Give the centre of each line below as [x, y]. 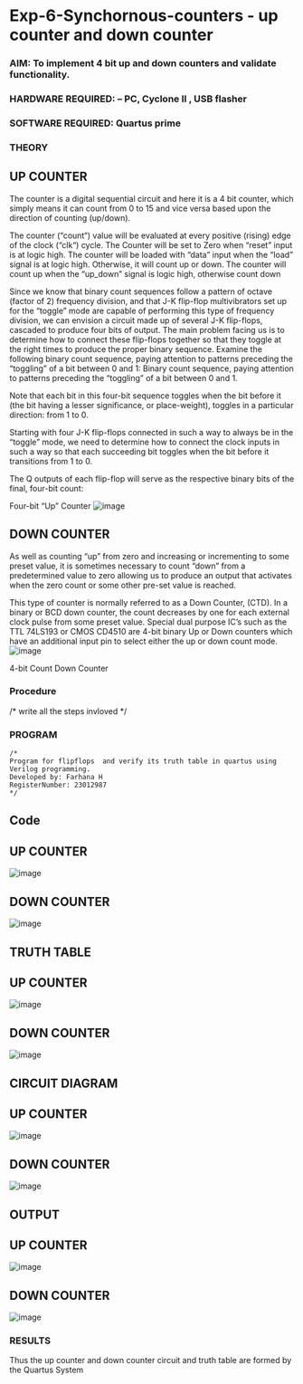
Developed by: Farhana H [56, 778]
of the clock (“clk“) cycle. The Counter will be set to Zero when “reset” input [151, 244]
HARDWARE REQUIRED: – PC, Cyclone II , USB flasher [128, 99]
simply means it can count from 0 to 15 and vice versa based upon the [140, 208]
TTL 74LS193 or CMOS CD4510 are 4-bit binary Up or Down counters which [151, 631]
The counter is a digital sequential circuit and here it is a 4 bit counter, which [151, 198]
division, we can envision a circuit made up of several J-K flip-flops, [136, 320]
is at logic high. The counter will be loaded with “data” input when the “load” [151, 254]
